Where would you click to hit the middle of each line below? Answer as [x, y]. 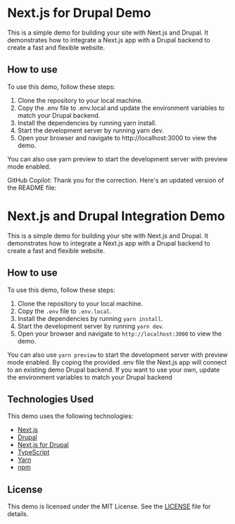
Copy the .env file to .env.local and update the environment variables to [121, 108]
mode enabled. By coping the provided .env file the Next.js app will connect [117, 362]
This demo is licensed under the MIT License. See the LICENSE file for [109, 506]
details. [18, 514]
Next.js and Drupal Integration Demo [116, 216]
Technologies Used [50, 399]
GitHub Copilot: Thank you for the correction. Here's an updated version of [116, 180]
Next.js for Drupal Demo [79, 13]
